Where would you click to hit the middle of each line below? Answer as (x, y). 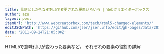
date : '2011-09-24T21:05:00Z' (36, 32)
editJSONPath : (20, 28)
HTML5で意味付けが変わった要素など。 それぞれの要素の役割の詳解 (73, 46)
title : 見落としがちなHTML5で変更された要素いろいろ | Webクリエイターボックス (77, 9)
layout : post (18, 18)
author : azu (17, 14)
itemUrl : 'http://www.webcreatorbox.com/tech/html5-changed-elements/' (79, 23)
